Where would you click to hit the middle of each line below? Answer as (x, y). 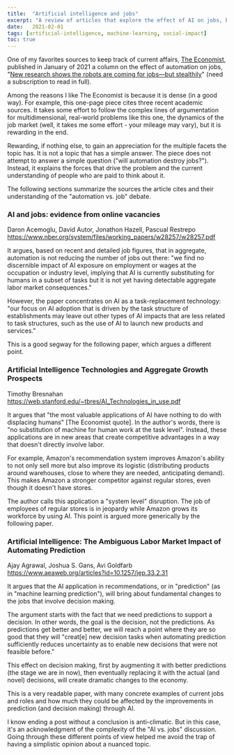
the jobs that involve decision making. (62, 601)
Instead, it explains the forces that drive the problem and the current (105, 168)
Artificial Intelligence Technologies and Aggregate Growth (108, 370)
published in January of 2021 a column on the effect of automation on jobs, (115, 67)
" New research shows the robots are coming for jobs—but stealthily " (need (115, 75)
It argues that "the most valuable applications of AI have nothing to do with (114, 414)
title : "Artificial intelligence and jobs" (73, 14)
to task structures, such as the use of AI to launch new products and (105, 323)
